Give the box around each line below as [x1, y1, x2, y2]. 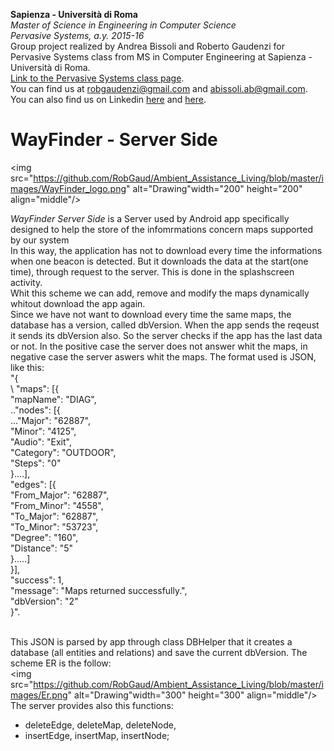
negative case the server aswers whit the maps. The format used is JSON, [10, 350, 317, 363]
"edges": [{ [10, 478, 57, 490]
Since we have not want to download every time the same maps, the [10, 308, 292, 320]
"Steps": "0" [10, 457, 62, 469]
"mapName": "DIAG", [10, 393, 97, 405]
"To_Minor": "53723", [10, 520, 99, 533]
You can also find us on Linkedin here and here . [10, 94, 207, 105]
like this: [10, 361, 45, 373]
